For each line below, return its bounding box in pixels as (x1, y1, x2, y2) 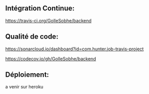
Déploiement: (5, 71, 49, 79)
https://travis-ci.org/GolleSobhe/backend (5, 17, 92, 23)
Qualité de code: (5, 33, 58, 41)
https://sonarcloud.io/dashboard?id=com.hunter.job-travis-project (5, 46, 144, 52)
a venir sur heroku (5, 84, 44, 90)
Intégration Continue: (5, 4, 75, 13)
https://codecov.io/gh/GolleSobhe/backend (5, 55, 96, 61)
